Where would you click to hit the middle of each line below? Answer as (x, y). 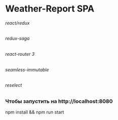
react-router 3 (20, 54)
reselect (14, 85)
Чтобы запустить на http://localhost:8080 (59, 101)
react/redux (17, 23)
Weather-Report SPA (50, 9)
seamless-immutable (27, 70)
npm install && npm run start (35, 112)
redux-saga (17, 39)
